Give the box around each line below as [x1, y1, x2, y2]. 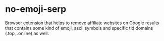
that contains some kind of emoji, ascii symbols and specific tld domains [5, 25, 153, 31]
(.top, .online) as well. [5, 30, 49, 36]
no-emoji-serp [5, 3, 66, 15]
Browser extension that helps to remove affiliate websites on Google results [5, 20, 160, 26]
